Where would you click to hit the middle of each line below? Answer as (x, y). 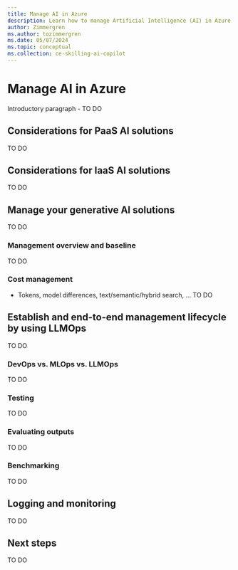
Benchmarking (33, 465)
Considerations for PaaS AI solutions (91, 131)
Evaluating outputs (41, 432)
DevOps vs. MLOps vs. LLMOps (63, 364)
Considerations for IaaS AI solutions (89, 170)
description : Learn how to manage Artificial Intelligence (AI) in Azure (119, 21)
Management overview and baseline (72, 246)
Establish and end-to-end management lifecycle (117, 317)
